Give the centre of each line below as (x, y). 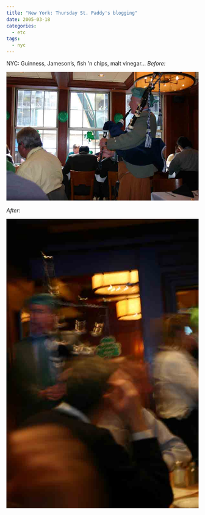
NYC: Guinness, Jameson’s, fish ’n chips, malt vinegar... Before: (86, 63)
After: (13, 210)
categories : (21, 26)
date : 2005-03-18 (28, 19)
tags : (13, 39)
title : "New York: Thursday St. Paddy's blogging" (72, 13)
